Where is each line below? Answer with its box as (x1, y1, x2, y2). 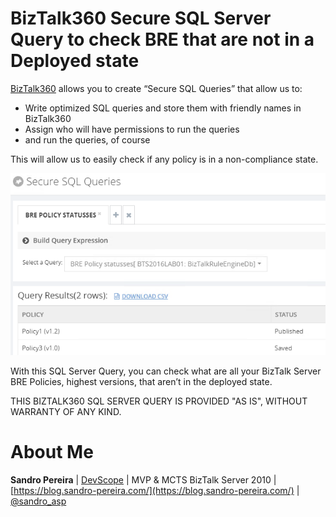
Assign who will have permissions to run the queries (24, 123, 240, 135)
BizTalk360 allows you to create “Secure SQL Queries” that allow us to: (10, 82, 303, 94)
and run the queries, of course (24, 133, 151, 146)
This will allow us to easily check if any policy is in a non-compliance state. (10, 153, 319, 165)
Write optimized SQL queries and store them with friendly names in (24, 102, 302, 114)
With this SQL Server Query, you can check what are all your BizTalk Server (10, 365, 322, 377)
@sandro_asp (10, 495, 67, 507)
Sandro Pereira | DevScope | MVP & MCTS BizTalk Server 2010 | (10, 473, 277, 486)
